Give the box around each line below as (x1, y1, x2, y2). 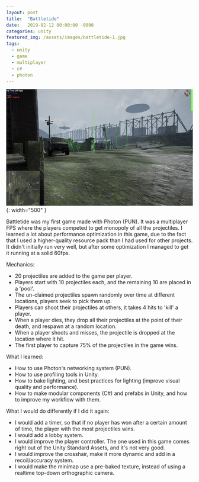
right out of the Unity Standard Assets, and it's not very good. (14, 444, 165, 451)
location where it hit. (14, 335, 65, 343)
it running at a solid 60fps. (6, 249, 70, 257)
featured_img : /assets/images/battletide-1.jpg (6, 34, 126, 41)
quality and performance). (14, 384, 79, 391)
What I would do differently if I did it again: (6, 407, 110, 414)
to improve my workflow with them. (14, 396, 101, 403)
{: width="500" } (6, 207, 47, 214)
